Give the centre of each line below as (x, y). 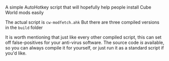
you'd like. (16, 53)
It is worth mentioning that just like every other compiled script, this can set (83, 37)
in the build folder (24, 27)
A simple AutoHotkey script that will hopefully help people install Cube (78, 7)
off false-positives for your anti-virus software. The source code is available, (85, 42)
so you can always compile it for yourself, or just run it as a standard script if (84, 48)
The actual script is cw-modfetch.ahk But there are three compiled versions (82, 22)
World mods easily (24, 12)
